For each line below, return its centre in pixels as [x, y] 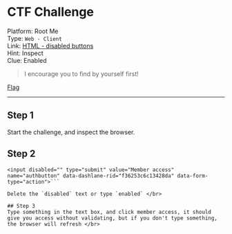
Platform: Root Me [33, 31]
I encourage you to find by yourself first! [81, 74]
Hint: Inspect [25, 53]
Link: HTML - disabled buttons [50, 46]
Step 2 [21, 154]
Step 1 [21, 116]
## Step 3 [21, 206]
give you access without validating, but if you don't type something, [112, 218]
